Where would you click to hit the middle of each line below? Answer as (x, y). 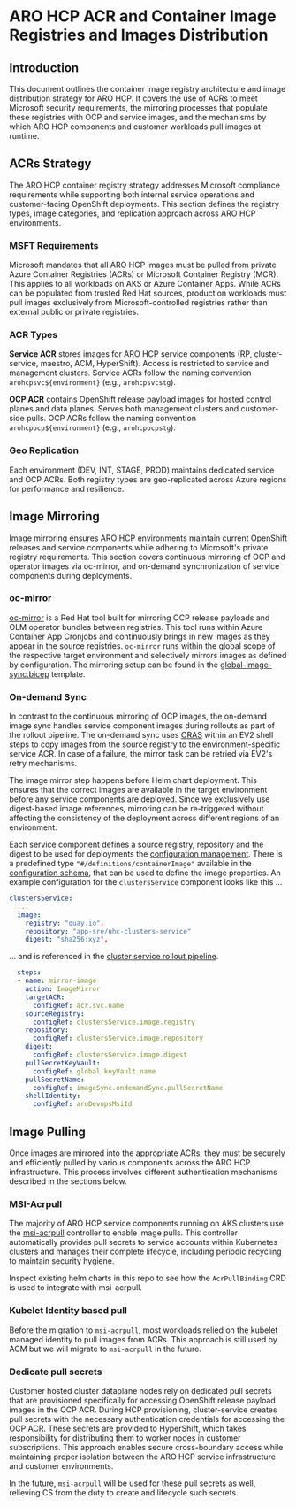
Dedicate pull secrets (56, 1372)
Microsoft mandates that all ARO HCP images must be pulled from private (143, 265)
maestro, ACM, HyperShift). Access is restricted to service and (155, 364)
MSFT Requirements (54, 245)
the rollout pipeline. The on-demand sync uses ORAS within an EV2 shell (141, 735)
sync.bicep (30, 673)
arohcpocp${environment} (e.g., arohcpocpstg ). (93, 427)
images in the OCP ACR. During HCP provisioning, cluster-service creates (143, 1410)
